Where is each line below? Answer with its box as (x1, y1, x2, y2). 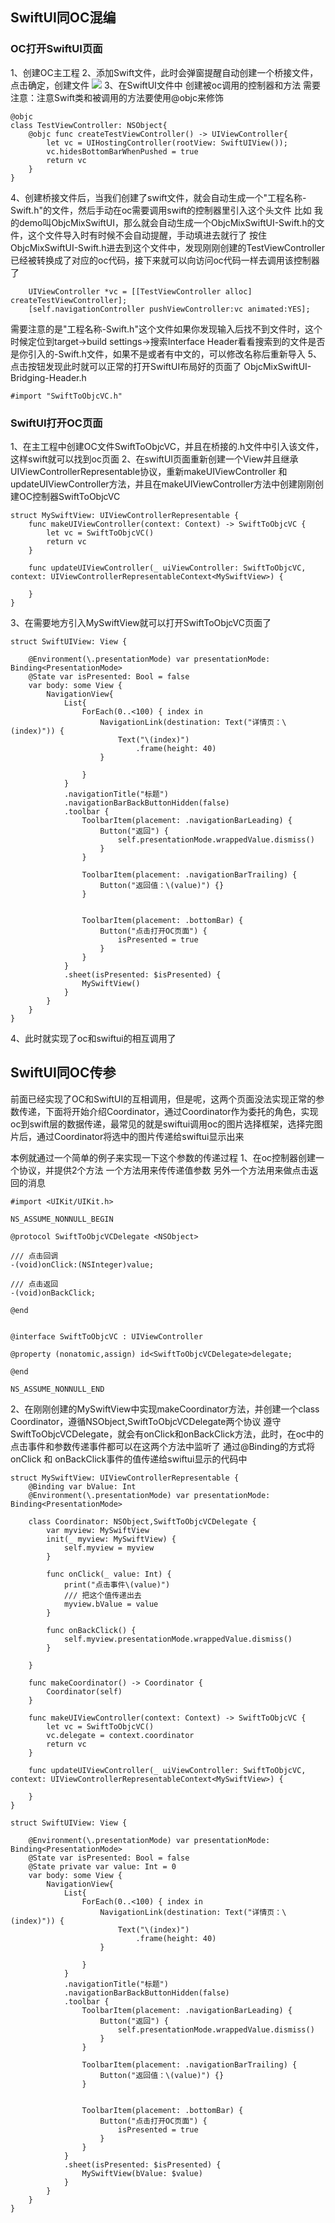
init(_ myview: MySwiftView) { (46, 1534, 177, 1544)
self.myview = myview (63, 1543, 155, 1553)
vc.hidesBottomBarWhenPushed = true (46, 146, 199, 157)
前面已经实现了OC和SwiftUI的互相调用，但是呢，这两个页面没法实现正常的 (10, 1093, 317, 1105)
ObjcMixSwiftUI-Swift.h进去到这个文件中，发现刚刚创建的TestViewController (10, 241, 325, 253)
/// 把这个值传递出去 (63, 1590, 142, 1600)
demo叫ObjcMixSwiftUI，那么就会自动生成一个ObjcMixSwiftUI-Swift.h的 (18, 216, 317, 228)
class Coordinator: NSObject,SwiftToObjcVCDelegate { (28, 1516, 257, 1527)
